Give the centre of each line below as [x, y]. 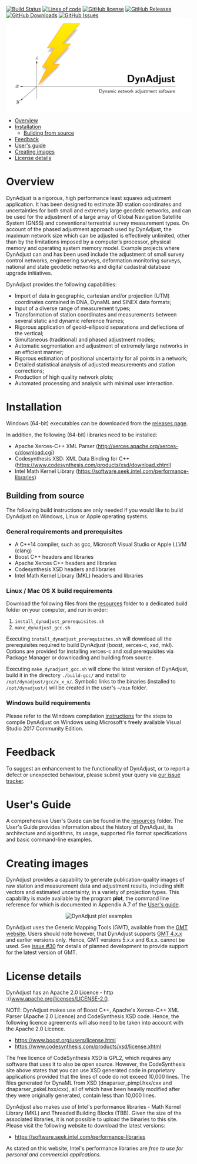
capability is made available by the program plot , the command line [88, 898]
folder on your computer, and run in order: [57, 610]
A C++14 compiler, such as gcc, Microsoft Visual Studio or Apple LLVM [101, 544]
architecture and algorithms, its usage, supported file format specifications [97, 833]
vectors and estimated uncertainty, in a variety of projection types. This [93, 892]
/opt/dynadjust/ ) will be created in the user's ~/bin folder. [77, 688]
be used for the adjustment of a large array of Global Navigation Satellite [94, 216]
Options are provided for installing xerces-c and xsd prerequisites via [90, 651]
